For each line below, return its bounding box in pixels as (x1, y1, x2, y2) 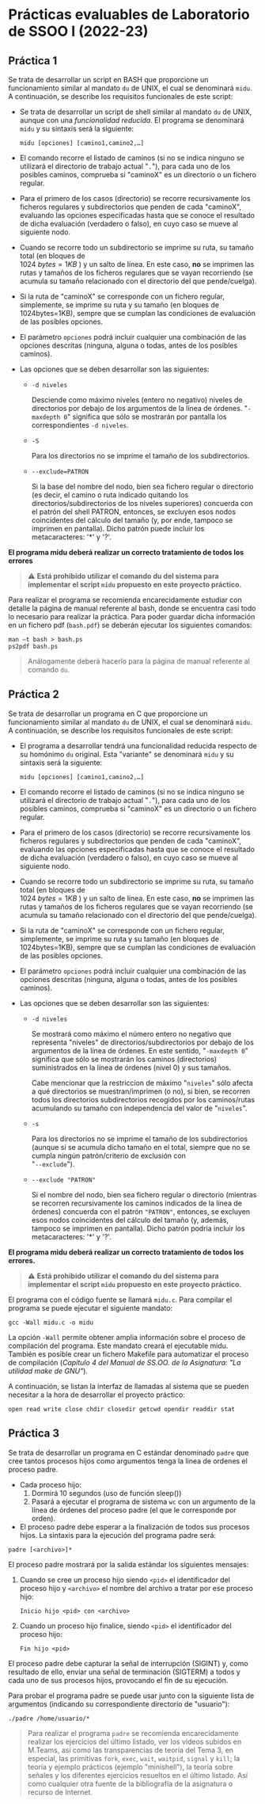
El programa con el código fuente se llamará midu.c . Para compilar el (8, 1295, 233, 1304)
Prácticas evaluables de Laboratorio (8, 6, 251, 24)
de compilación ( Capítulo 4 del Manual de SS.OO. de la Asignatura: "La (8, 1357, 241, 1367)
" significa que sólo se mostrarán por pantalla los (66, 412, 227, 421)
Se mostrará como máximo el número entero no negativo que (31, 1029, 232, 1038)
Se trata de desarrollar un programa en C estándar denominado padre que (8, 1448, 249, 1457)
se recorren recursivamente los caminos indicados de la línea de (31, 1198, 243, 1208)
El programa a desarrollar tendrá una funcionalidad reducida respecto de (19, 740, 257, 750)
